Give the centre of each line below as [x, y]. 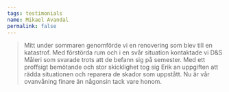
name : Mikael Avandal [38, 20]
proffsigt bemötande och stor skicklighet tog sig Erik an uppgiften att [121, 67]
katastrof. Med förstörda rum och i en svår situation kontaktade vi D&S [123, 52]
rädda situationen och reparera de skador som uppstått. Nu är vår [117, 74]
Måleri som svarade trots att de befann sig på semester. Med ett [114, 60]
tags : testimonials [35, 13]
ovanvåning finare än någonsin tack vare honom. [93, 82]
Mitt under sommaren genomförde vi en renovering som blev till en [118, 46]
